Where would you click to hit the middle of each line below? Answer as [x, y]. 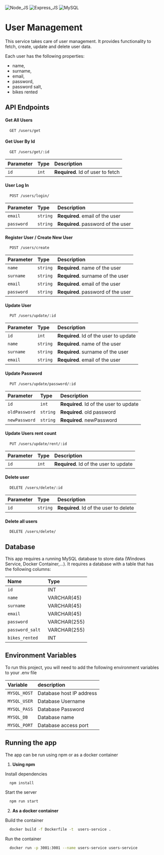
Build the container [24, 820]
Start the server [21, 792]
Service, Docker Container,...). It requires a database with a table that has [80, 564]
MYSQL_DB [18, 717]
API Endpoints [27, 107]
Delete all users [21, 521]
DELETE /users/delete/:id [36, 488]
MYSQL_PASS [20, 709]
